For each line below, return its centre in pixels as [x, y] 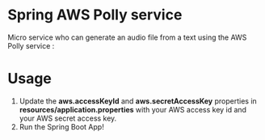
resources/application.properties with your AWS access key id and [133, 109]
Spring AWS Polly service [95, 15]
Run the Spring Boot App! [61, 126]
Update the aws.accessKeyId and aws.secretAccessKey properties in [138, 101]
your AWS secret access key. [68, 118]
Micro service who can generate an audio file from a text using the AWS [127, 37]
